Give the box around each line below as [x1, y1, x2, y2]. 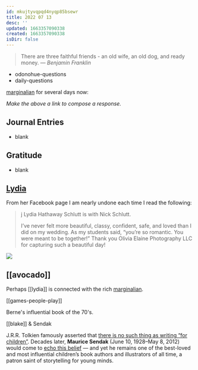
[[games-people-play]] [6, 297, 62, 304]
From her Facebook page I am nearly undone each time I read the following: [6, 199, 192, 206]
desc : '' [6, 20, 28, 26]
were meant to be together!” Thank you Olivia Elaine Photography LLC [20, 235, 193, 242]
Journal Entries [6, 117, 64, 128]
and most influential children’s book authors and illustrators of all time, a [6, 351, 183, 358]
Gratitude [6, 150, 43, 161]
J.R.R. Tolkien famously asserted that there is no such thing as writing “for [6, 332, 188, 339]
